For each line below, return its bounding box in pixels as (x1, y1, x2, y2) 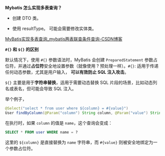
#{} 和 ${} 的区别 (5, 47, 39, 52)
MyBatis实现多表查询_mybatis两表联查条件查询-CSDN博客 (5, 36, 123, 42)
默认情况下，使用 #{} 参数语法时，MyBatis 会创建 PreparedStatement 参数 (5, 57, 153, 63)
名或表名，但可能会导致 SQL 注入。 (5, 86, 77, 91)
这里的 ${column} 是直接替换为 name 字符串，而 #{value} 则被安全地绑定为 (5, 139, 153, 145)
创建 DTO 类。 (12, 15, 41, 21)
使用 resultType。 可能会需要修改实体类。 (12, 26, 97, 31)
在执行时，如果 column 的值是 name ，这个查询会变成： (5, 120, 113, 126)
